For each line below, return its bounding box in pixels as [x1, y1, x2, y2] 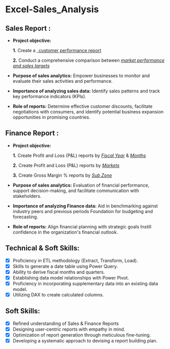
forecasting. [12, 214, 38, 220]
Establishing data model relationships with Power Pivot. [12, 274, 129, 281]
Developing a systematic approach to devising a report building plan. [12, 338, 158, 343]
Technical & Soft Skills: [5, 244, 80, 252]
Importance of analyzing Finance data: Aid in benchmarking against [12, 203, 158, 209]
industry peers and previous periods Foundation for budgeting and [12, 208, 153, 214]
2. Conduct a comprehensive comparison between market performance [12, 57, 165, 63]
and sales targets [12, 63, 50, 68]
